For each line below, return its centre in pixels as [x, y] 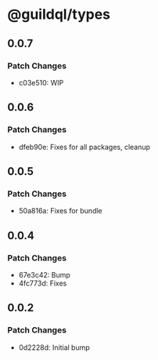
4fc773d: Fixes [43, 283]
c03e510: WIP [41, 82]
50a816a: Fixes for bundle [60, 211]
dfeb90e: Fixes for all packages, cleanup [84, 147]
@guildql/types [59, 15]
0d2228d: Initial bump [54, 347]
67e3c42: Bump [45, 275]
